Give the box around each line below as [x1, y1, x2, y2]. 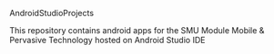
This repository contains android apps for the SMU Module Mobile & [9, 25, 265, 35]
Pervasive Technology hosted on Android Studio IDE [9, 35, 206, 45]
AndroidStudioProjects [9, 8, 94, 18]
